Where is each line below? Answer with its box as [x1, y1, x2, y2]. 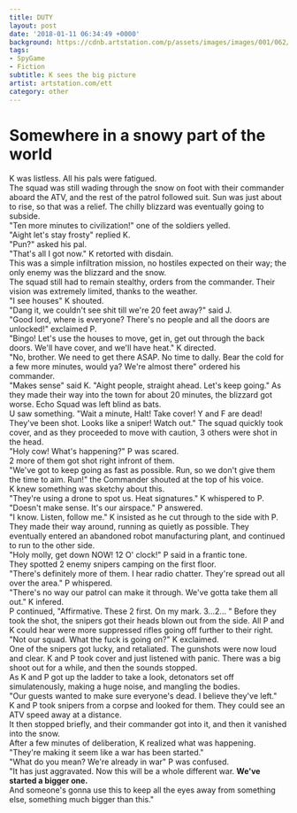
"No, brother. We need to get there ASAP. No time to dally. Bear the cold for [9, 352, 285, 363]
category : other [9, 87, 69, 96]
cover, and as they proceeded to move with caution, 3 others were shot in [9, 427, 278, 438]
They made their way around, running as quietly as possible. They [9, 522, 249, 532]
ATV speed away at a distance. [9, 709, 122, 720]
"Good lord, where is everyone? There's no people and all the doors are [9, 314, 270, 325]
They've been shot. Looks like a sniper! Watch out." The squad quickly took [9, 418, 284, 429]
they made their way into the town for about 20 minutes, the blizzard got [9, 390, 272, 400]
